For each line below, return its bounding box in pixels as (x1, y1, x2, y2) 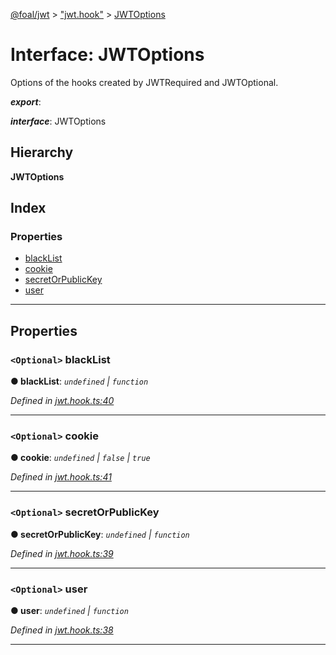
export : (10, 95, 42, 108)
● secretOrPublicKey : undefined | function (10, 528, 190, 540)
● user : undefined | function (10, 605, 129, 617)
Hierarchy (10, 144, 74, 161)
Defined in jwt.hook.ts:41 (10, 471, 112, 483)
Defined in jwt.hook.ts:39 (10, 547, 114, 559)
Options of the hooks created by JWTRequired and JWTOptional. (10, 76, 279, 88)
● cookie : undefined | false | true (10, 452, 151, 464)
